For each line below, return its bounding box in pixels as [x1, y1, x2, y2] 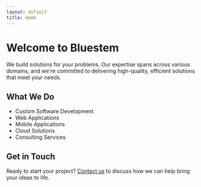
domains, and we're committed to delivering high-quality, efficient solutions [6, 68, 196, 75]
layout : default [6, 9, 47, 15]
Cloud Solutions [15, 127, 55, 135]
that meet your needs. [6, 74, 62, 81]
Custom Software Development [15, 108, 94, 115]
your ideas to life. [6, 174, 50, 182]
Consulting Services [15, 133, 66, 141]
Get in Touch [6, 151, 56, 161]
